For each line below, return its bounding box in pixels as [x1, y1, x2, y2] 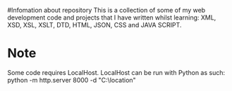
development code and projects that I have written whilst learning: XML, [7, 13, 216, 22]
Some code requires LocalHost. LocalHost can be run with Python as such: [7, 68, 226, 76]
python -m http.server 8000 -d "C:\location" [7, 76, 136, 84]
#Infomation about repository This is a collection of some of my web [7, 6, 206, 14]
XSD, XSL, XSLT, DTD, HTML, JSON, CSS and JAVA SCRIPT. [7, 21, 182, 29]
